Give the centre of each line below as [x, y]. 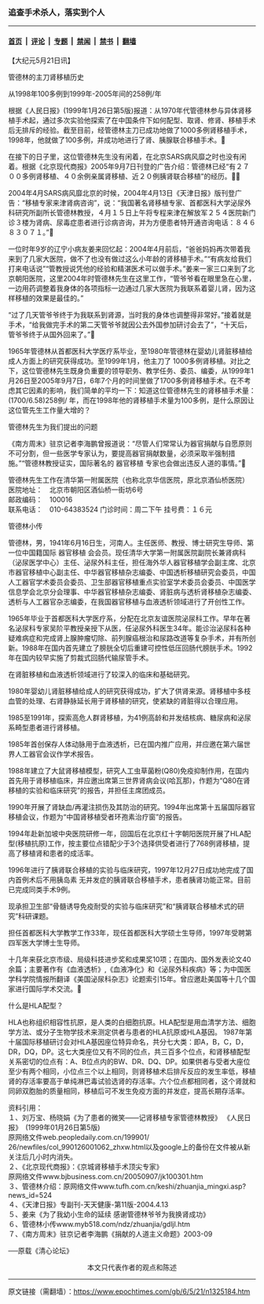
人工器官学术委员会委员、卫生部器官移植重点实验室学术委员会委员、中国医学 [132, 582]
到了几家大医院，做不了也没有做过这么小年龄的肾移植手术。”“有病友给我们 [133, 259]
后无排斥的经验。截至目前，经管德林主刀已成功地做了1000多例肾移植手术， [130, 130]
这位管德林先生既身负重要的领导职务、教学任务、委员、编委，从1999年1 [137, 370]
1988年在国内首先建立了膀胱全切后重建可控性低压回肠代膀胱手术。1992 [137, 648]
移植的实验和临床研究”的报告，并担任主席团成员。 [89, 790]
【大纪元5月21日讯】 [41, 60]
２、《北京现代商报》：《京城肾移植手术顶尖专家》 [86, 1166]
